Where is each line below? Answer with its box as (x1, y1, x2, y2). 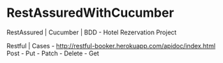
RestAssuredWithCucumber (6, 5, 174, 21)
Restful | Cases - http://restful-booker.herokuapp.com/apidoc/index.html (6, 41, 216, 50)
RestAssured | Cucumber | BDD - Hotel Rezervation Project (6, 28, 177, 36)
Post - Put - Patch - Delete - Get (6, 49, 99, 57)
